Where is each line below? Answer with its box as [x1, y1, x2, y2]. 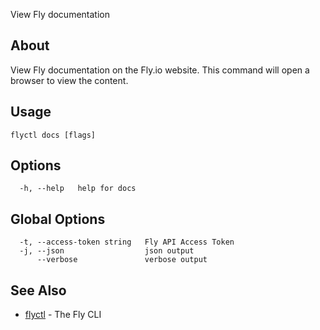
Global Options [10, 210, 106, 228]
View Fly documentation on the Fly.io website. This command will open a [10, 64, 310, 76]
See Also [10, 282, 67, 299]
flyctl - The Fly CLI [24, 309, 102, 321]
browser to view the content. [10, 74, 129, 86]
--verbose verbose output [36, 255, 208, 265]
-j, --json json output [19, 246, 195, 256]
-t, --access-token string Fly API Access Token [19, 237, 235, 248]
